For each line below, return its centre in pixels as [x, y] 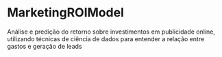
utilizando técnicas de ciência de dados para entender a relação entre [106, 38]
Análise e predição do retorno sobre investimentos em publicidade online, [111, 32]
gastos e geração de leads [45, 46]
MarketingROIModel [66, 13]
